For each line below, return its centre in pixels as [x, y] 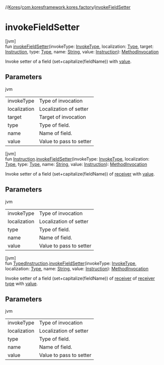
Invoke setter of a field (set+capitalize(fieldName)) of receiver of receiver [80, 278]
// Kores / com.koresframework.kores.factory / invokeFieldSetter [68, 7]
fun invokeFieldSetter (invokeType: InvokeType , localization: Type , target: [80, 46]
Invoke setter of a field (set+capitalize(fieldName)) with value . [68, 61]
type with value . [22, 283]
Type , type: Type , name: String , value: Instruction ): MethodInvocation [76, 164]
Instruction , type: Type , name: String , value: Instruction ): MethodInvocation [82, 51]
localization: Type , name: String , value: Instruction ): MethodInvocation [77, 268]
